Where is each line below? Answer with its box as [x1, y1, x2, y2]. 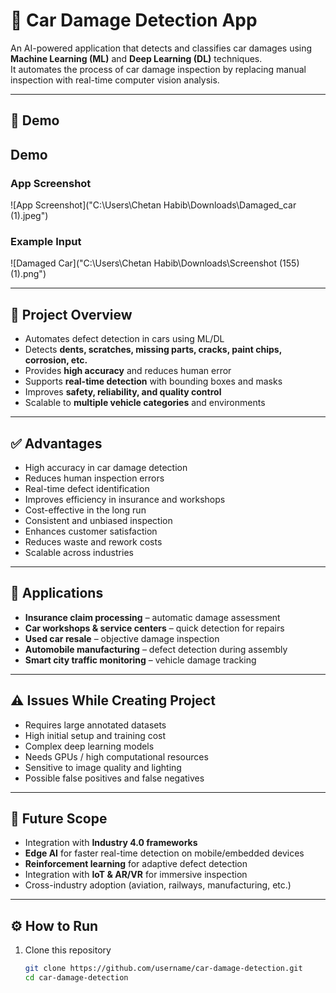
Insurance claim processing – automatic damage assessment [24, 611, 281, 623]
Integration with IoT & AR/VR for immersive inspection [24, 869, 248, 881]
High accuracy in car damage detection [24, 461, 188, 473]
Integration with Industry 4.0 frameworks [24, 837, 198, 849]
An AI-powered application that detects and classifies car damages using [10, 42, 313, 54]
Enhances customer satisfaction [24, 525, 158, 537]
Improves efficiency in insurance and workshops [24, 493, 226, 505]
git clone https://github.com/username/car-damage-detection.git [24, 964, 303, 974]
